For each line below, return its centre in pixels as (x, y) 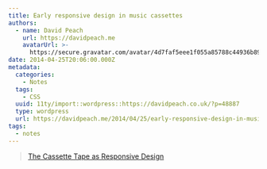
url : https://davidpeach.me (69, 38)
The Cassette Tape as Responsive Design (96, 156)
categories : (35, 75)
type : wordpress (42, 112)
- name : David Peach (49, 30)
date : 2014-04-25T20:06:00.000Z (62, 60)
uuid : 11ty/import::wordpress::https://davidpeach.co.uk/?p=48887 (128, 104)
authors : (23, 23)
